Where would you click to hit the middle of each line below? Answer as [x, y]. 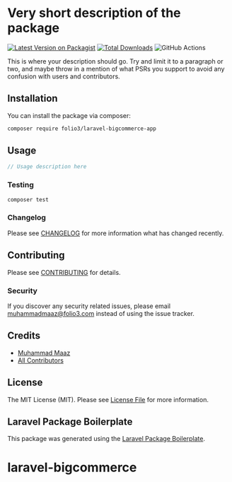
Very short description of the [94, 13]
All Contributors [40, 360]
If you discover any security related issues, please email [89, 306]
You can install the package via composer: [69, 115]
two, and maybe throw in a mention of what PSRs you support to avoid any [116, 69]
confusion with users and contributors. [64, 76]
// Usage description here [47, 167]
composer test [28, 199]
